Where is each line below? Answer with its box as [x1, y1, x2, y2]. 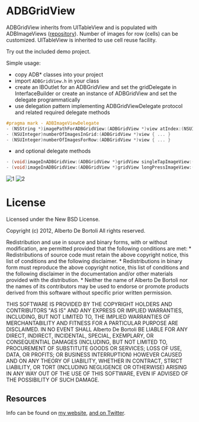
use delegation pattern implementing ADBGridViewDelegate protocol [14, 102, 183, 109]
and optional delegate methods [14, 147, 91, 155]
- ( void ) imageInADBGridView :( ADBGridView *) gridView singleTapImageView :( [6, 159, 195, 165]
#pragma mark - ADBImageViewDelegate [6, 120, 99, 126]
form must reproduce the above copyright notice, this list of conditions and [6, 264, 190, 271]
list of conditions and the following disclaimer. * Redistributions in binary [6, 258, 182, 265]
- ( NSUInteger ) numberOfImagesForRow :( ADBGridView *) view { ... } [6, 137, 171, 143]
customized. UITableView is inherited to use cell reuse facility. [6, 36, 157, 43]
